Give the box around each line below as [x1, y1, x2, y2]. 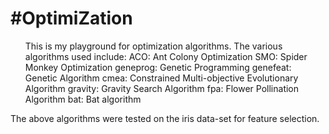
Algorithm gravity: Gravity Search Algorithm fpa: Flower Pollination [24, 82, 300, 94]
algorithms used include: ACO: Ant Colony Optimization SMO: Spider [24, 50, 308, 62]
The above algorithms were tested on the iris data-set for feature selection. [10, 112, 320, 124]
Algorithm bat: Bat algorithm [24, 93, 142, 105]
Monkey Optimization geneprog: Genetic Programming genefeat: [24, 61, 292, 73]
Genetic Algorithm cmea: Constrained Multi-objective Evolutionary [24, 72, 299, 84]
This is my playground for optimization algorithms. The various [24, 40, 283, 52]
